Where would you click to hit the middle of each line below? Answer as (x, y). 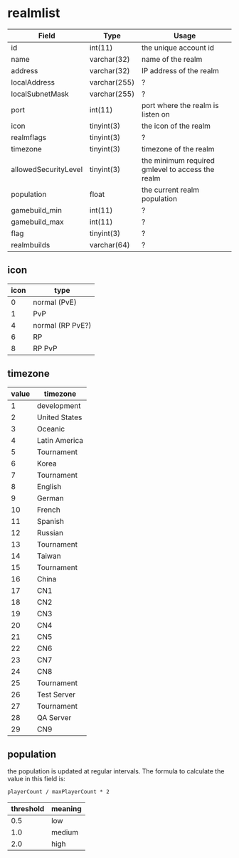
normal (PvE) (55, 302)
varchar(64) (110, 245)
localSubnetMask (40, 94)
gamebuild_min (37, 210)
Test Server (56, 695)
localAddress (33, 82)
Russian (50, 532)
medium (65, 832)
